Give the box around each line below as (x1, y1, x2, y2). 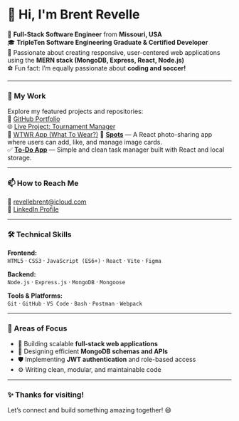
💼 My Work (7, 90, 46, 100)
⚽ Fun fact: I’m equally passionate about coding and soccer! (7, 63, 186, 72)
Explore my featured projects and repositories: (7, 107, 144, 116)
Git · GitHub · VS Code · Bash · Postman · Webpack (7, 298, 143, 307)
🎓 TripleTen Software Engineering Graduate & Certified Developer (7, 38, 208, 46)
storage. (7, 153, 32, 162)
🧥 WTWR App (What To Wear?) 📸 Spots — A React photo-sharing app (7, 130, 213, 139)
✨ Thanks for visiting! (7, 390, 84, 400)
